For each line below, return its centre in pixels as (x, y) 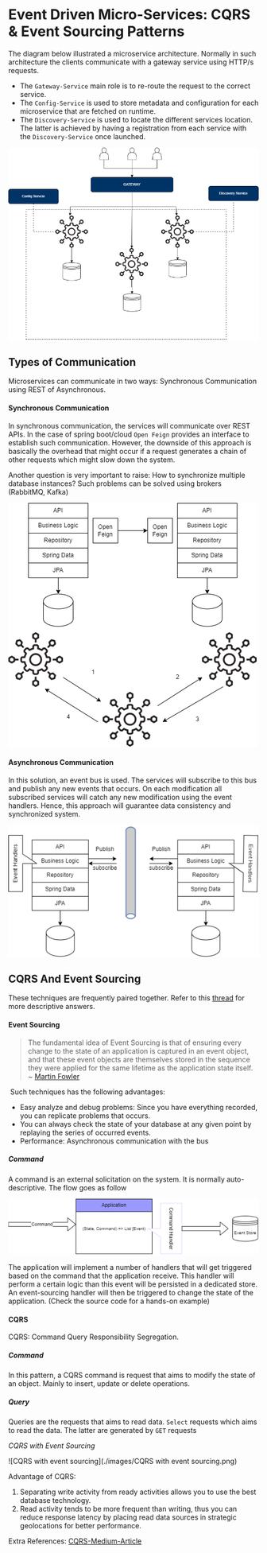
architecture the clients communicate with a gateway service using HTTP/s (131, 62)
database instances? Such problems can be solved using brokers (115, 483)
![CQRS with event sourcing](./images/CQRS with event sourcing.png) (123, 1462)
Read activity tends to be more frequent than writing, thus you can (128, 1509)
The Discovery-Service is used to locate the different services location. (136, 119)
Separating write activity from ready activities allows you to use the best (138, 1492)
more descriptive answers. (52, 1007)
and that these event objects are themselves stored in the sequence (139, 1059)
